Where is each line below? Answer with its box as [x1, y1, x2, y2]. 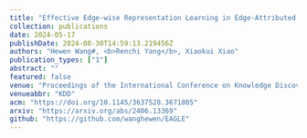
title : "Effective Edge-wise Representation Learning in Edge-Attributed [9, 13, 297, 23]
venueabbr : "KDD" [9, 89, 76, 98]
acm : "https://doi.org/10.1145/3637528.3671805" [9, 97, 198, 107]
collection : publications [9, 22, 108, 31]
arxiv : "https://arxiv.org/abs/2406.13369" [9, 106, 178, 115]
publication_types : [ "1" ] [9, 55, 108, 64]
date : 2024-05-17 [9, 30, 76, 39]
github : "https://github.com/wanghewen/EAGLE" [9, 114, 190, 123]
